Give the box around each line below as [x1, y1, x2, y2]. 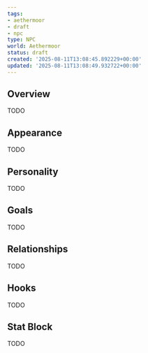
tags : [7, 10, 23, 17]
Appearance [7, 127, 63, 138]
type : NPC [7, 36, 36, 43]
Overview [7, 88, 51, 100]
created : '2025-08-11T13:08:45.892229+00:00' [7, 56, 142, 63]
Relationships [7, 243, 68, 255]
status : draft [7, 50, 49, 57]
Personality [7, 166, 59, 178]
